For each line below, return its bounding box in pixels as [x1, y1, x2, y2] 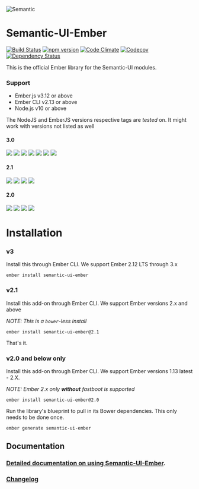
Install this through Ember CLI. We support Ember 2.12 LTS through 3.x [6, 261, 178, 268]
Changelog [6, 475, 38, 484]
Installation [6, 226, 63, 240]
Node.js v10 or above [14, 105, 67, 112]
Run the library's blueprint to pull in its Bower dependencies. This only [6, 407, 178, 414]
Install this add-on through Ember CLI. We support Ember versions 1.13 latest [6, 367, 193, 374]
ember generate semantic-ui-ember [6, 425, 92, 431]
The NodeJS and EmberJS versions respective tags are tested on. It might [6, 116, 187, 124]
